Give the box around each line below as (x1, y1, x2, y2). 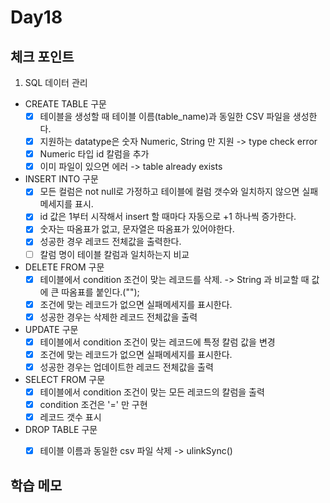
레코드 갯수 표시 (39, 411, 102, 423)
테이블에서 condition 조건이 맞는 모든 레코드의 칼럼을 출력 (39, 386, 265, 398)
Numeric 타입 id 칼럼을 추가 (39, 148, 150, 160)
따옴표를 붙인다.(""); (61, 286, 140, 298)
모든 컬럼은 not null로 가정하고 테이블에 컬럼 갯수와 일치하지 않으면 (39, 186, 300, 198)
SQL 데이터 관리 (24, 77, 88, 88)
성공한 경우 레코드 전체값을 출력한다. (39, 236, 182, 248)
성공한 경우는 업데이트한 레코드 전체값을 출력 (39, 361, 214, 373)
